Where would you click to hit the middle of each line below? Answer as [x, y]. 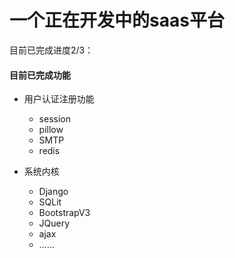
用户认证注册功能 [59, 99]
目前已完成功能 [40, 75]
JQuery [54, 223]
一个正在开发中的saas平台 [117, 20]
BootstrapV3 [64, 213]
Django [53, 192]
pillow [51, 130]
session [54, 119]
